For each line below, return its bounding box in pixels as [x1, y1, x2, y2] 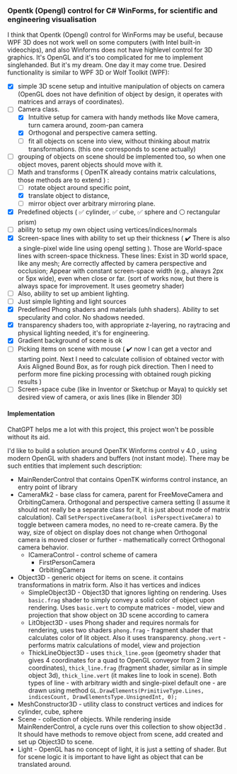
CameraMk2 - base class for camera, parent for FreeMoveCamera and [17, 490, 224, 498]
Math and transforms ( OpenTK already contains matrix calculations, [17, 167, 217, 176]
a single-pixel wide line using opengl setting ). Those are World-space [17, 244, 223, 252]
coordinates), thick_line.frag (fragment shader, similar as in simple [28, 663, 228, 672]
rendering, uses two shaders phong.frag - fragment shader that [28, 626, 214, 634]
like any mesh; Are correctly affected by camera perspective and [17, 259, 207, 267]
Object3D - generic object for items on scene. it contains [17, 573, 184, 581]
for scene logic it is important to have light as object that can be [17, 752, 204, 761]
